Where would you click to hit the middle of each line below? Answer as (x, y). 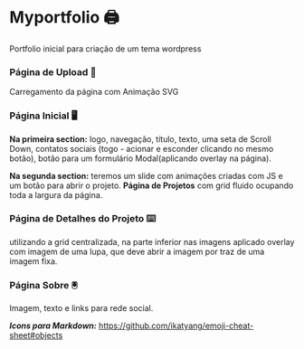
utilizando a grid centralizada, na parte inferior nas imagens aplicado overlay (152, 241)
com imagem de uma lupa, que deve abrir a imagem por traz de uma (137, 251)
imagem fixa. (33, 261)
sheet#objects (36, 335)
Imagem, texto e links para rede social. (81, 308)
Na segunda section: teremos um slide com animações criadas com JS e (146, 175)
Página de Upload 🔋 (53, 71)
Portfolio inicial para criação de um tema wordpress (105, 48)
